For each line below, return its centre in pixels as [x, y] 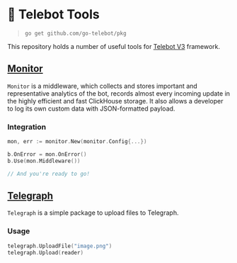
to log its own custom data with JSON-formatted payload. [91, 108]
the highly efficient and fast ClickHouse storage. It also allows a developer [116, 101]
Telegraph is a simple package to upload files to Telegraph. [93, 213]
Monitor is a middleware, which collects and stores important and [103, 86]
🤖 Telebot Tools [54, 15]
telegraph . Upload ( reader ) [45, 252]
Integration [27, 127]
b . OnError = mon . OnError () [47, 154]
